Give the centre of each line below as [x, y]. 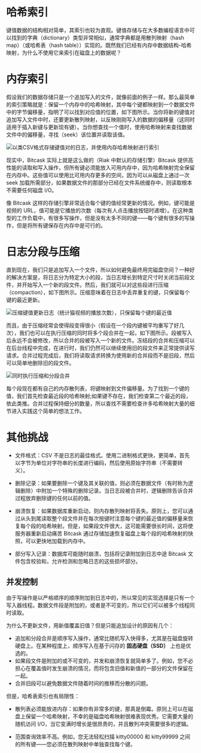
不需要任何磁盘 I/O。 [32, 190]
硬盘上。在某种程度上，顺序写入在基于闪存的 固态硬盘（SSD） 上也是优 [103, 645]
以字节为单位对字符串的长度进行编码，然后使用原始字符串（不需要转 [99, 463]
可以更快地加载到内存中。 [57, 541]
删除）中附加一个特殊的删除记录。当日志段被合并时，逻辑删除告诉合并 [106, 490]
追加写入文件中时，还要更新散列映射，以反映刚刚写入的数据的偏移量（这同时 [100, 119]
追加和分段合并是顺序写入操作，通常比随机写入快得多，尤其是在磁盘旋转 [104, 638]
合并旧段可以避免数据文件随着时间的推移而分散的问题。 [83, 683]
